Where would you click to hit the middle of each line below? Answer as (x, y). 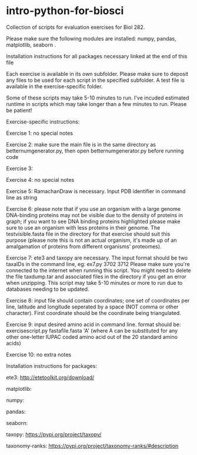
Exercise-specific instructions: (43, 121)
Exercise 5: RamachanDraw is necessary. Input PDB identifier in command (96, 191)
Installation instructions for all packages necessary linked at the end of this (97, 56)
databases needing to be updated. (48, 289)
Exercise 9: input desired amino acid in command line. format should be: (94, 324)
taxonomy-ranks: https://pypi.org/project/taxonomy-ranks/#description (92, 446)
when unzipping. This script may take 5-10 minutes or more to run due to (94, 283)
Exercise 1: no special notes (40, 133)
